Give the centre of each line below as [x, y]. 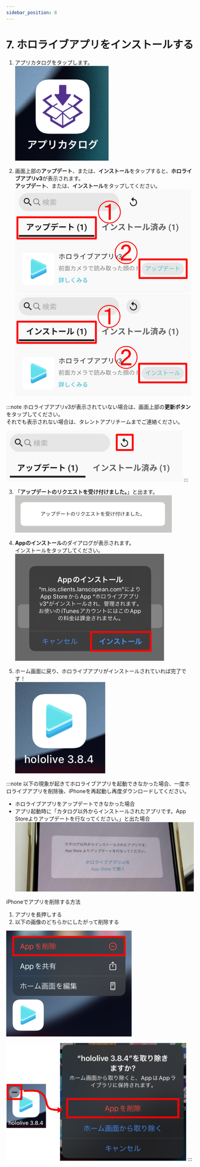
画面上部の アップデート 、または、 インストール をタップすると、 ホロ [98, 171]
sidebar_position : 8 [32, 13]
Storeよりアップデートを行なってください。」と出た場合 [82, 818]
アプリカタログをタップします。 [54, 62]
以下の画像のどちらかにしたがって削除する [67, 922]
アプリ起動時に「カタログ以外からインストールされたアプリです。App [100, 811]
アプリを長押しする [38, 915]
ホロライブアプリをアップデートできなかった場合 [75, 804]
